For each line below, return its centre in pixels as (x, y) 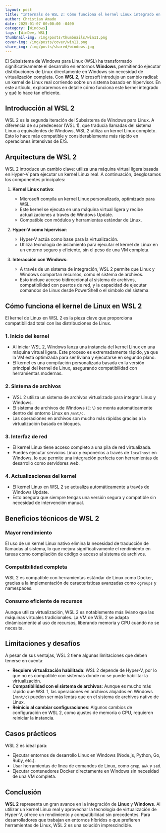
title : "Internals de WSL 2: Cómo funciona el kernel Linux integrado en (83, 14)
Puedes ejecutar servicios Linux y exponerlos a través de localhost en (84, 452)
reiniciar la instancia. (33, 718)
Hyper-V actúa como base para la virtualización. (69, 239)
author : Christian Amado (31, 19)
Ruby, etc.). (24, 761)
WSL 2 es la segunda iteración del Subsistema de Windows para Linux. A (80, 120)
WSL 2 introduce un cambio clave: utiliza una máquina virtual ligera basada (82, 169)
